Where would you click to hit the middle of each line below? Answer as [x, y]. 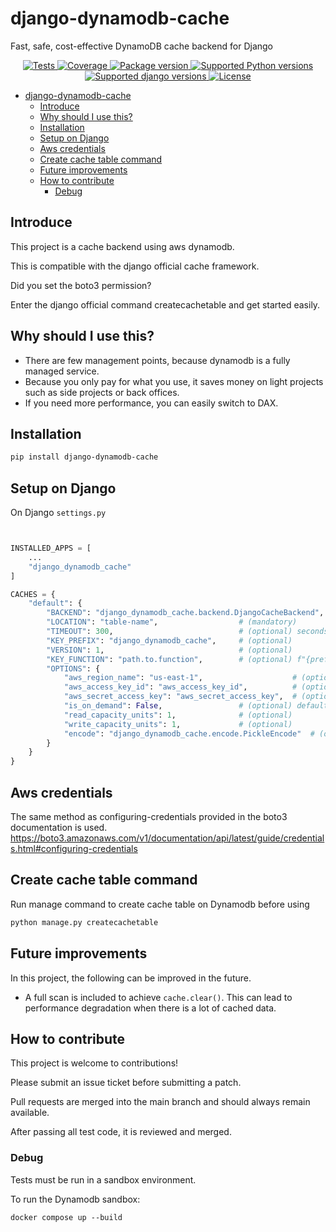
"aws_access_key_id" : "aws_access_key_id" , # [180, 687]
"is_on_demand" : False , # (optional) [178, 706]
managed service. [62, 371]
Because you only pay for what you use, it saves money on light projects [174, 381]
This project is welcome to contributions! [94, 1063]
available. [30, 1113]
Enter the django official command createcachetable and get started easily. [165, 304]
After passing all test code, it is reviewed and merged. [121, 1132]
